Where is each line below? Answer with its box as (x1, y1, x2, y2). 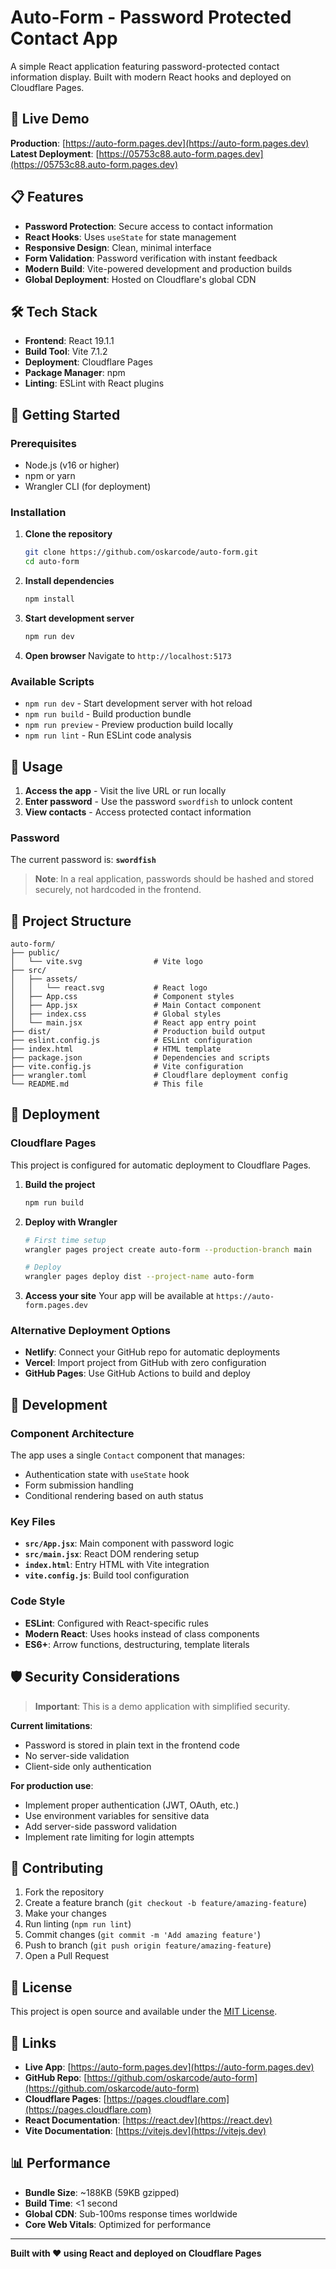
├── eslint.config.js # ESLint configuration (10, 1036, 253, 1046)
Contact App (10, 27, 118, 50)
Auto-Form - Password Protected (10, 6, 292, 29)
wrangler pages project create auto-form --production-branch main (24, 1244, 312, 1255)
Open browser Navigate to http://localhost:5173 (24, 649, 232, 661)
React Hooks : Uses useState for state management (24, 231, 237, 243)
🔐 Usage (10, 758, 63, 775)
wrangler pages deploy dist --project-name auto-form (24, 1272, 254, 1282)
